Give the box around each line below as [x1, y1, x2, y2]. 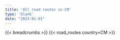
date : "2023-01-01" [5, 16, 45, 21]
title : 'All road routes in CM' [5, 7, 71, 12]
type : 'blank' [5, 12, 34, 17]
